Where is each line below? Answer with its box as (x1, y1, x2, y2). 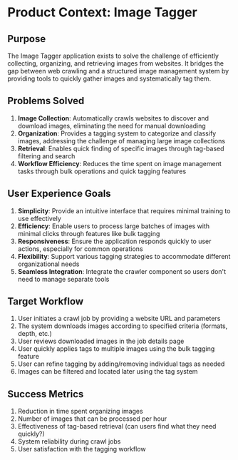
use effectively (17, 214, 62, 223)
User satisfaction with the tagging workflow (17, 445, 146, 454)
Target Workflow (7, 295, 84, 307)
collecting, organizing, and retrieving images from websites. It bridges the (7, 59, 224, 68)
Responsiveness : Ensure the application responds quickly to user (17, 237, 212, 245)
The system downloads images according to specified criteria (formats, (17, 322, 228, 330)
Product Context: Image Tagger (7, 4, 197, 21)
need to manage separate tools (17, 275, 110, 283)
